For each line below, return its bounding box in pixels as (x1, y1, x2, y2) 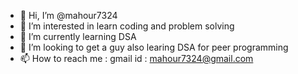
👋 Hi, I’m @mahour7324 (19, 10, 118, 21)
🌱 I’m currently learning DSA (19, 31, 137, 42)
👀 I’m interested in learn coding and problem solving (19, 20, 235, 32)
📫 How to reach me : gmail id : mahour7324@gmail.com (19, 53, 254, 64)
